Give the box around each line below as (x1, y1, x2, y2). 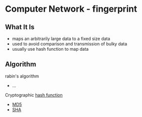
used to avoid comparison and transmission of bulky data (12, 41, 127, 47)
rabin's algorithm (5, 73, 39, 79)
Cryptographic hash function (5, 92, 63, 98)
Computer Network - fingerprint (5, 3, 137, 15)
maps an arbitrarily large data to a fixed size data (12, 36, 110, 41)
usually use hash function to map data (12, 46, 89, 52)
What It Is (5, 23, 35, 31)
